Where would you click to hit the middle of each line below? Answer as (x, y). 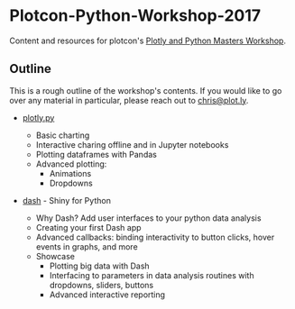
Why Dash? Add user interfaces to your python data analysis (148, 218)
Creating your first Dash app (88, 227)
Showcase (55, 256)
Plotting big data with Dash (100, 266)
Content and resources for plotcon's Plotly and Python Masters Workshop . (148, 41)
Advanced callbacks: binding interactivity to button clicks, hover (155, 237)
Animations (70, 173)
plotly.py (38, 117)
